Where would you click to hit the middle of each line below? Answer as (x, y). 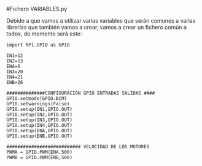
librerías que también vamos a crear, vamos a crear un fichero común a (97, 27)
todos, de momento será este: (44, 34)
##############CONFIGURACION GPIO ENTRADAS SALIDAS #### (81, 93)
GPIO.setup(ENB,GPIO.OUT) (39, 136)
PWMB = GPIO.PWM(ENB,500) (39, 157)
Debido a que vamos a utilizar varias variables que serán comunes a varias (101, 21)
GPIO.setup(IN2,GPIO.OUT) (39, 115)
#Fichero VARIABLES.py (37, 9)
